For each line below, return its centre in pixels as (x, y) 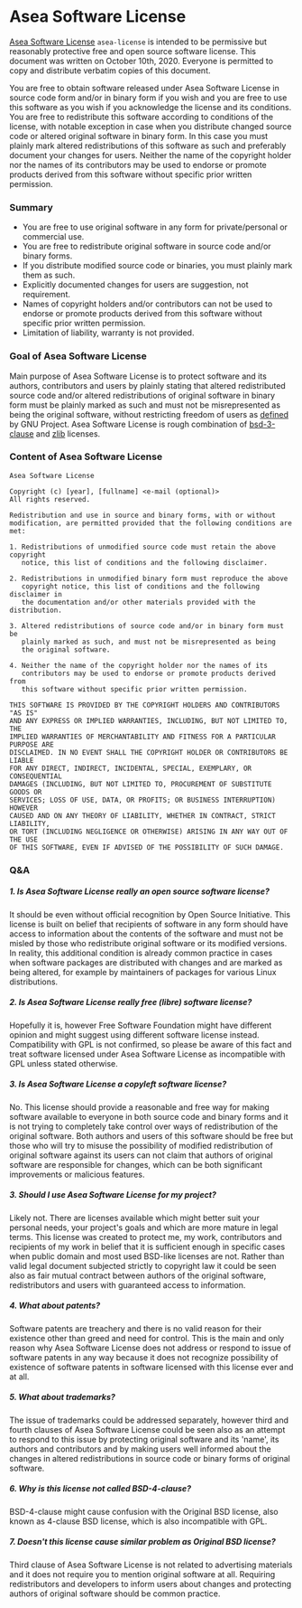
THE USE (24, 839)
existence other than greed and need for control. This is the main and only (147, 1338)
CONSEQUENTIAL (36, 776)
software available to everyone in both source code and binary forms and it (149, 1116)
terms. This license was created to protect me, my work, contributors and (146, 1237)
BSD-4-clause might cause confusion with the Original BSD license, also (144, 1511)
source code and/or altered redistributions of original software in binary (142, 395)
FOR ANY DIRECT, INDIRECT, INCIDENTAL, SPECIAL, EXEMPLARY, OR (131, 768)
